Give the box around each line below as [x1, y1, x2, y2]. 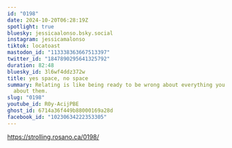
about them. [13, 88, 49, 94]
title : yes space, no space [7, 74, 89, 82]
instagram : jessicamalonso [7, 36, 85, 43]
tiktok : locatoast [7, 42, 60, 49]
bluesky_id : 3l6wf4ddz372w [7, 68, 85, 75]
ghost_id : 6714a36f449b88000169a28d [7, 107, 113, 114]
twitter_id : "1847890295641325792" [7, 56, 110, 63]
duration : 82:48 [7, 62, 54, 69]
